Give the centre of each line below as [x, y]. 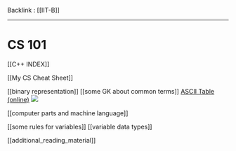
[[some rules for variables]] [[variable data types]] [80, 127]
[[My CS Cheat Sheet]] [40, 78]
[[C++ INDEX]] [28, 64]
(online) [18, 99]
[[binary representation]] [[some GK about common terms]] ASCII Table [111, 91]
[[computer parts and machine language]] [68, 113]
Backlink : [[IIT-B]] [33, 10]
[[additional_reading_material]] [52, 140]
